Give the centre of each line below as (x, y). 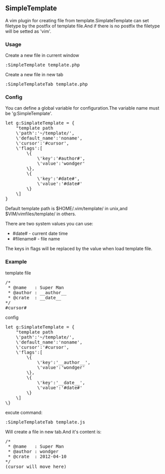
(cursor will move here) (36, 466)
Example (16, 262)
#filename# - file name (36, 239)
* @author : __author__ (37, 292)
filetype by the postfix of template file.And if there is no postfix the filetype (82, 26)
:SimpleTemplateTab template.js (45, 422)
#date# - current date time (40, 233)
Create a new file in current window (42, 56)
